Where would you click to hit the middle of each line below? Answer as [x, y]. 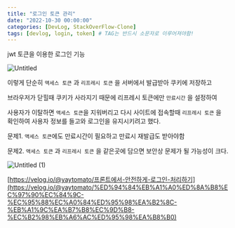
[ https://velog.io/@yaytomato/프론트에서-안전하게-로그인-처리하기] [101, 180]
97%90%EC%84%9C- [51, 195]
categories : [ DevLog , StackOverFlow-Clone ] [72, 27]
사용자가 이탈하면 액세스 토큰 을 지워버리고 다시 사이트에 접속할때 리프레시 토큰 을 [115, 112]
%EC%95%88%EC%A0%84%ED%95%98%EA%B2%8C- [92, 202]
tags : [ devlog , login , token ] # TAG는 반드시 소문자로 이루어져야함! [101, 33]
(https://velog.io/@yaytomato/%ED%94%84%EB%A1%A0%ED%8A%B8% [116, 187]
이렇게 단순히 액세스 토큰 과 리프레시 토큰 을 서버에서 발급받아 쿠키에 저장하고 [110, 83]
